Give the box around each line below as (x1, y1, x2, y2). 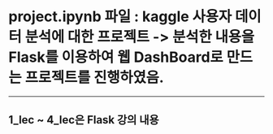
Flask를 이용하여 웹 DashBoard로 (8, 48, 223, 67)
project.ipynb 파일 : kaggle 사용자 (8, 7, 232, 26)
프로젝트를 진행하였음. (24, 68, 164, 87)
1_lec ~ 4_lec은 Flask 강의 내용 (8, 113, 160, 127)
